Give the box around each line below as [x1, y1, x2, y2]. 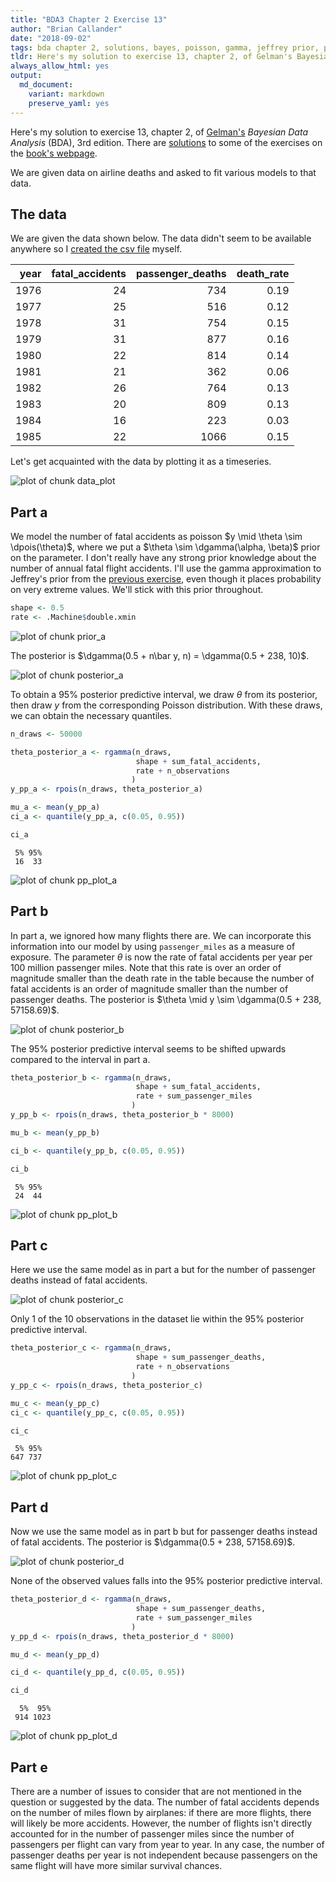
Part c [10, 1237, 48, 1254]
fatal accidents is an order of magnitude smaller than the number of [10, 982, 289, 995]
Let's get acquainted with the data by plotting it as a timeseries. [10, 456, 272, 468]
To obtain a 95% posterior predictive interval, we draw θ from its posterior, [10, 688, 318, 700]
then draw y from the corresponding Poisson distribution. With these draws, [10, 699, 323, 711]
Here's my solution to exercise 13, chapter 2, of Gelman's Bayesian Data [10, 126, 309, 138]
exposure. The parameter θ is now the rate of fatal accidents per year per [10, 951, 313, 963]
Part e [10, 1759, 48, 1776]
